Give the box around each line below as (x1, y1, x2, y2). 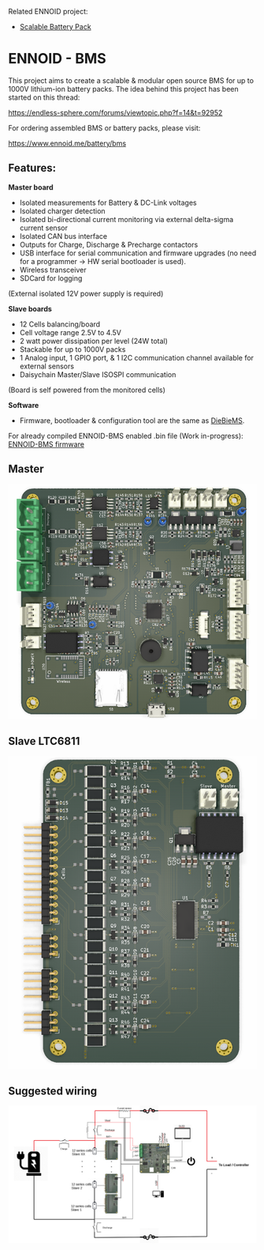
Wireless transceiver (19, 265, 87, 274)
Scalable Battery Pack (19, 22, 92, 31)
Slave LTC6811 (8, 735, 80, 748)
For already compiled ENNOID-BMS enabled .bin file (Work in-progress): (8, 431, 244, 440)
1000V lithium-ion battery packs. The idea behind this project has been (8, 84, 239, 93)
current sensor (19, 223, 69, 232)
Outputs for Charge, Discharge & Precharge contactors (19, 240, 199, 249)
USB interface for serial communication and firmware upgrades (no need (19, 248, 257, 258)
